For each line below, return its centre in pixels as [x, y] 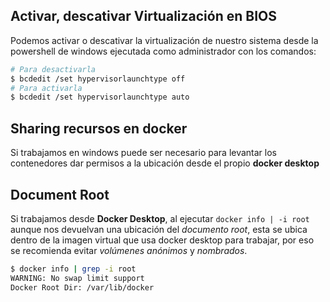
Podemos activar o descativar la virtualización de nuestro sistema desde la [164, 40]
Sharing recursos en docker [99, 128]
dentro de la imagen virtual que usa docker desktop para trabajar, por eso [162, 240]
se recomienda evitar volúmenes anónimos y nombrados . [129, 250]
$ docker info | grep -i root [73, 269]
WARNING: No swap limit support [77, 278]
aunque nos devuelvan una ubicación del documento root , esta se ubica [159, 229]
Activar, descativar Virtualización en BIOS [143, 16]
